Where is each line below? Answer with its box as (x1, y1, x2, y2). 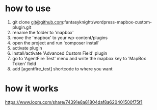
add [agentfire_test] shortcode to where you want (12, 66, 113, 71)
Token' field (12, 61, 36, 66)
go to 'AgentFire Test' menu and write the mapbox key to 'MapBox (12, 55, 146, 61)
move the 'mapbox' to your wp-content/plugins (12, 35, 108, 41)
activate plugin (12, 45, 43, 51)
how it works (5, 83, 59, 94)
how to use (5, 3, 51, 14)
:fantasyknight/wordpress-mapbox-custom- (63, 19, 152, 25)
